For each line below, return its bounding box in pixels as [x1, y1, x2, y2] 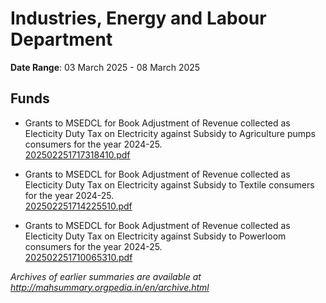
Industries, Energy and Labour [10, 7, 267, 30]
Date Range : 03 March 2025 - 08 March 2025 [10, 61, 201, 73]
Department [10, 28, 113, 51]
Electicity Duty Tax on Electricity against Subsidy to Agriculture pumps [24, 127, 316, 139]
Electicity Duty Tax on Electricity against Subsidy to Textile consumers [24, 178, 315, 191]
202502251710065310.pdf [24, 251, 133, 263]
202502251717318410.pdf [24, 148, 131, 161]
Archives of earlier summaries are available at [10, 270, 202, 282]
